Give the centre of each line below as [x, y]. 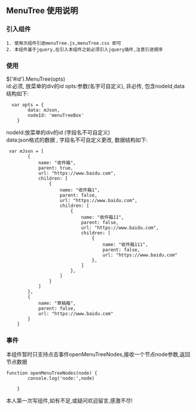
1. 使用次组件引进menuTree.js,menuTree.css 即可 [64, 43]
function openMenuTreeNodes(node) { [52, 373]
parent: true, [56, 168]
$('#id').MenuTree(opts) [36, 79]
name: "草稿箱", [57, 303]
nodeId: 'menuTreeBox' [56, 115]
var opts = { [28, 105]
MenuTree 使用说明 [42, 11]
